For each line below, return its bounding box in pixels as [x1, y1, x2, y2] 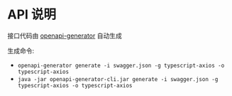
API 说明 [7, 6, 57, 23]
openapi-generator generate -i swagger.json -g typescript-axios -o [17, 62, 225, 69]
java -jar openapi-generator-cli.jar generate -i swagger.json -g [17, 75, 219, 82]
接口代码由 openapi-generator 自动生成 [7, 31, 122, 40]
